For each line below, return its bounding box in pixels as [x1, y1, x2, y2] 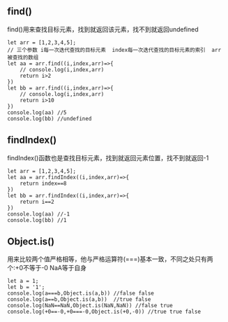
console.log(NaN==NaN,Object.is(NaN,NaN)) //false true [7, 302, 173, 309]
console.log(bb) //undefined [7, 115, 92, 122]
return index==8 [20, 180, 68, 187]
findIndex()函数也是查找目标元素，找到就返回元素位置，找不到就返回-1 [7, 153, 209, 162]
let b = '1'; [7, 283, 45, 291]
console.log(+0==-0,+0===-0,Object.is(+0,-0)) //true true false [7, 308, 201, 316]
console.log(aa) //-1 [7, 210, 70, 218]
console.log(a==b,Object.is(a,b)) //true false [7, 296, 151, 303]
